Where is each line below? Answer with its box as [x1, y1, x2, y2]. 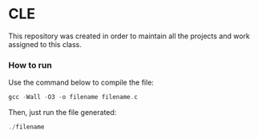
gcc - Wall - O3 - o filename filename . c [8, 93, 138, 101]
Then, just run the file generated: [8, 108, 117, 117]
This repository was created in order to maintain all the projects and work [8, 31, 250, 41]
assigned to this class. [8, 39, 82, 49]
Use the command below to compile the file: [8, 77, 155, 88]
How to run [8, 59, 52, 70]
